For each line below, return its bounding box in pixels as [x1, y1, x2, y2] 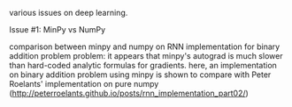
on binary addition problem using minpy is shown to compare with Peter [9, 69, 272, 80]
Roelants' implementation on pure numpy [9, 79, 159, 89]
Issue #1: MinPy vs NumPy [9, 25, 106, 34]
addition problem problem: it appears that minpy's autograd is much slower [9, 51, 283, 61]
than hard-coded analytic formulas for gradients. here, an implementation [9, 61, 277, 70]
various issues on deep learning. [9, 8, 128, 18]
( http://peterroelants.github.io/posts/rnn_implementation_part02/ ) [9, 88, 250, 98]
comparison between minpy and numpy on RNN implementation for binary [9, 41, 280, 52]
